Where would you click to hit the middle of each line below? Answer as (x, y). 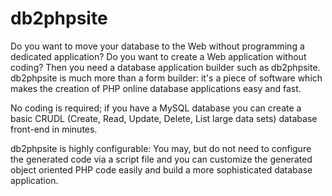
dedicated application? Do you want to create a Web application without (158, 56)
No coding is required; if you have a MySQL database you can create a (156, 108)
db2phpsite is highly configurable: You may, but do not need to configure (161, 148)
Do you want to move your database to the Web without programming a (157, 46)
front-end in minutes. (54, 129)
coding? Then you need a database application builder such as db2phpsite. (165, 67)
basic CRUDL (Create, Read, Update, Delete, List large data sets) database (164, 118)
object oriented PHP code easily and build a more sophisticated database (161, 169)
